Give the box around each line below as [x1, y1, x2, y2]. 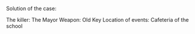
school [6, 23, 22, 29]
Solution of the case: [6, 5, 57, 12]
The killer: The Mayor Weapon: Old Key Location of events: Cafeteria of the [6, 16, 189, 23]
